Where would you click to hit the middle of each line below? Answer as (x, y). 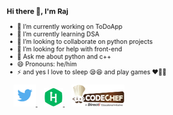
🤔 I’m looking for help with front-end (70, 49)
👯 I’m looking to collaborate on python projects (85, 42)
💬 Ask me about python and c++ (64, 56)
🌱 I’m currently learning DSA (58, 34)
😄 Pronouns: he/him (47, 64)
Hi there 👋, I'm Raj (37, 11)
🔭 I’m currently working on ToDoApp (70, 27)
